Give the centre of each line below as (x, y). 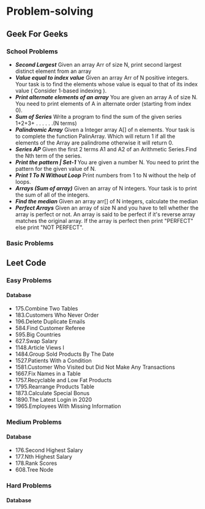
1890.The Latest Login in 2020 (54, 400)
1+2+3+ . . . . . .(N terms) (46, 123)
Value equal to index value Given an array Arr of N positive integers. (102, 77)
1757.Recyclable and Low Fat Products (63, 380)
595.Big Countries (38, 334)
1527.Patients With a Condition (53, 361)
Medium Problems (34, 422)
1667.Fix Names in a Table (48, 374)
